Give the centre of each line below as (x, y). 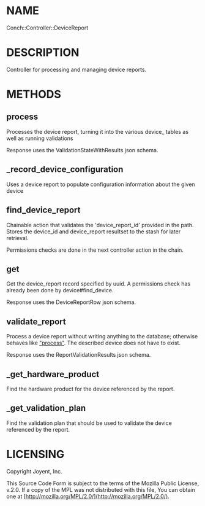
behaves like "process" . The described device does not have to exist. (94, 343)
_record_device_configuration (65, 169)
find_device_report (43, 210)
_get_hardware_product (53, 374)
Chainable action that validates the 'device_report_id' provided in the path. (100, 225)
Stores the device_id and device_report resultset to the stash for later (94, 232)
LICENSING (35, 454)
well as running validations (40, 138)
